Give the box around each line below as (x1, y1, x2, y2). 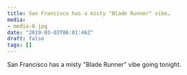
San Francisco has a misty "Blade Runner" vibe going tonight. (7, 61, 181, 68)
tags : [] (7, 42, 32, 48)
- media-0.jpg (7, 22, 48, 29)
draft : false (7, 35, 45, 42)
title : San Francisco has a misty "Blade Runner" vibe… (7, 10, 170, 17)
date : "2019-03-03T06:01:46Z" (7, 29, 94, 36)
